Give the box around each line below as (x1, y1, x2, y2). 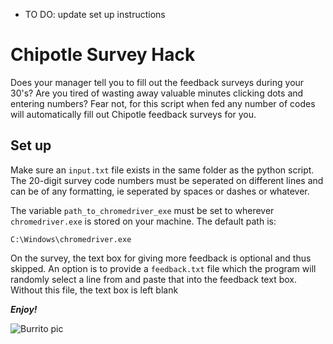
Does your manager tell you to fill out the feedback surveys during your (10, 76, 305, 88)
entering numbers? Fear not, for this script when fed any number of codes (10, 97, 316, 109)
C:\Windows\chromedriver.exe (10, 234, 132, 244)
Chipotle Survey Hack (10, 44, 196, 66)
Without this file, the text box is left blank (10, 284, 179, 296)
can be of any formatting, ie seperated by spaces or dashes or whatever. (10, 185, 310, 197)
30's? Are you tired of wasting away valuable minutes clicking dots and (10, 87, 304, 99)
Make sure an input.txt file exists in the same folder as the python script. (10, 164, 315, 176)
